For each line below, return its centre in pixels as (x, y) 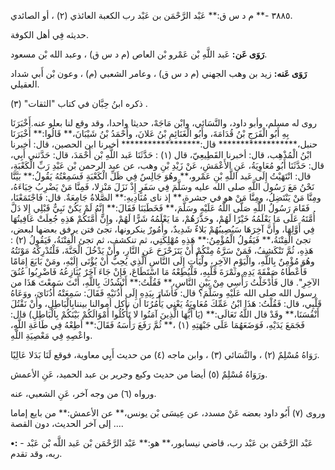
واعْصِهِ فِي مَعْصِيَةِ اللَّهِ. (51, 335)
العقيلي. (25, 84)
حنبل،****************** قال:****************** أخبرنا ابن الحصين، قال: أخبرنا (164, 144)
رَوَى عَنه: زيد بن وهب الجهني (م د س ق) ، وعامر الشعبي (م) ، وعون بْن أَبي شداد (159, 73)
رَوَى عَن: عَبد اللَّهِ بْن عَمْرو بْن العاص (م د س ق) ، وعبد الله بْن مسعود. (139, 54)
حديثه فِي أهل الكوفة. (50, 34)
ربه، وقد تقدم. (36, 453)
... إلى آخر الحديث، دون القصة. (67, 423)
